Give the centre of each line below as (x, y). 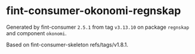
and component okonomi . (36, 33)
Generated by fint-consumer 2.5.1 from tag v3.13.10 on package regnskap (98, 27)
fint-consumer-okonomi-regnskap (94, 11)
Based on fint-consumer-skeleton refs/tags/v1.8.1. (67, 45)
